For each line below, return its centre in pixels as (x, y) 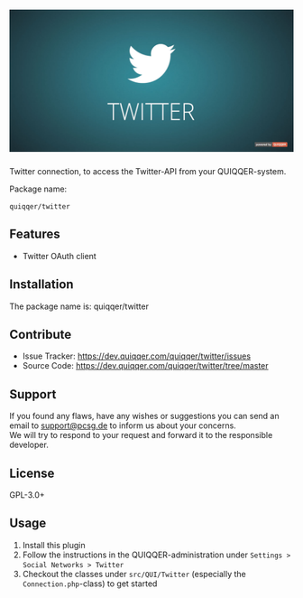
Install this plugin (54, 545)
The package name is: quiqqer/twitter (79, 306)
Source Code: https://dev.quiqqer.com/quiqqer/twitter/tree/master (145, 366)
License (32, 473)
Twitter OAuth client (59, 256)
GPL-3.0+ (27, 495)
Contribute (41, 334)
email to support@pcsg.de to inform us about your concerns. (123, 425)
